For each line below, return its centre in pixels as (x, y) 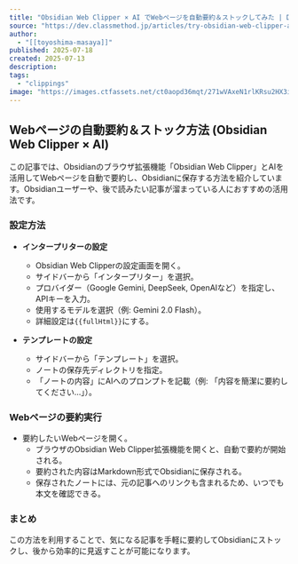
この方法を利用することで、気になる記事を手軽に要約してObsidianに (134, 540)
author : (24, 34)
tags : (19, 75)
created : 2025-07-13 (47, 59)
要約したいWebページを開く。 (77, 438)
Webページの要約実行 (55, 417)
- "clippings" (43, 83)
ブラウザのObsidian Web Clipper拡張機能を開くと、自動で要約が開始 (161, 449)
